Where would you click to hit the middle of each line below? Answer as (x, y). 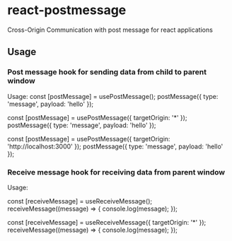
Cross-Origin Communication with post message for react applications (110, 30)
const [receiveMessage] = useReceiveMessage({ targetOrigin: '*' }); (107, 222)
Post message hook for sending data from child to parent (107, 72)
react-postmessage (67, 10)
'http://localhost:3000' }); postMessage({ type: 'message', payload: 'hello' (115, 146)
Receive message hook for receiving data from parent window (116, 172)
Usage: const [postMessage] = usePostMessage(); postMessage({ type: (113, 96)
